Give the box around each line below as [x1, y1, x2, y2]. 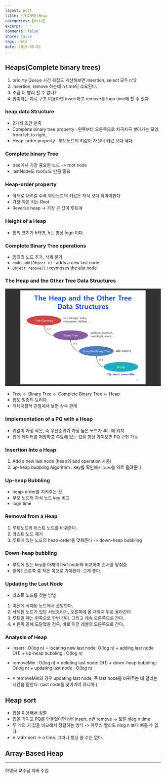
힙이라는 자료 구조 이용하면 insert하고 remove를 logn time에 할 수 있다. [12, 95, 150, 101]
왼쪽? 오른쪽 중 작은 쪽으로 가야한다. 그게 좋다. [12, 568, 102, 573]
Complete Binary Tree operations [5, 242, 86, 249]
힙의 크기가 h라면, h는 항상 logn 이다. [12, 230, 84, 236]
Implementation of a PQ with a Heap [5, 415, 93, 422]
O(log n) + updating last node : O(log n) [12, 665, 93, 671]
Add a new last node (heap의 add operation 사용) [12, 458, 112, 464]
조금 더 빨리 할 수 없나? [12, 89, 57, 95]
